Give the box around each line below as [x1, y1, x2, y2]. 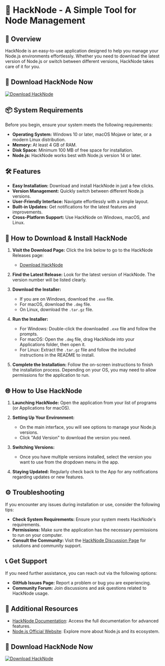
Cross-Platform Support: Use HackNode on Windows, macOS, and [12, 214, 150, 220]
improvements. [12, 209, 43, 215]
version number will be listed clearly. [12, 277, 87, 283]
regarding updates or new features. [12, 474, 85, 480]
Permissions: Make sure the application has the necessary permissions [12, 527, 158, 533]
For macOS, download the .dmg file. [19, 302, 92, 307]
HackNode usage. [12, 590, 49, 596]
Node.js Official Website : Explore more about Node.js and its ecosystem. [12, 628, 160, 634]
